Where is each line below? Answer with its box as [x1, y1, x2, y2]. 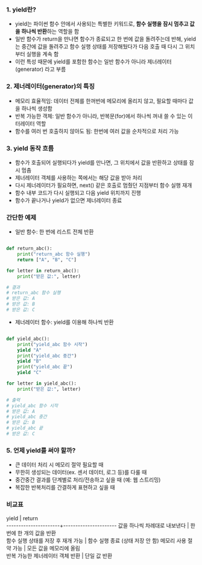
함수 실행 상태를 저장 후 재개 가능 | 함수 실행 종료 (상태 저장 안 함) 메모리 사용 [6, 537, 187, 544]
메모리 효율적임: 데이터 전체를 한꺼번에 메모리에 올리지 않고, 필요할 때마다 [14, 97, 188, 104]
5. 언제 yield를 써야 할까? [6, 446, 76, 454]
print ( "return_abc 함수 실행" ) [17, 251, 90, 258]
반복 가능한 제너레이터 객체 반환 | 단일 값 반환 [6, 552, 113, 559]
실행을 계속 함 [26, 50, 59, 58]
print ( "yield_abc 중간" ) [17, 353, 77, 359]
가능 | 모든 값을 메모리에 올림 [12, 544, 80, 552]
